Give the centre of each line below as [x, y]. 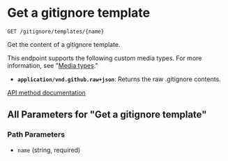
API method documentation [46, 92]
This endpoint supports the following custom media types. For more [105, 58]
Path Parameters [36, 134]
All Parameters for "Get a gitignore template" [107, 114]
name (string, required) [49, 150]
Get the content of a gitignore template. [64, 44]
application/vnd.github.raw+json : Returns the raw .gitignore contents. [119, 79]
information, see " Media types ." [53, 65]
